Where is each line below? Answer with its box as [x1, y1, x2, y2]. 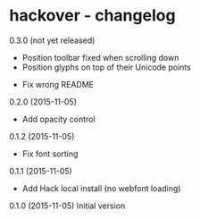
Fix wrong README [21, 79, 94, 89]
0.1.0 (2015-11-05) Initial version [9, 200, 126, 211]
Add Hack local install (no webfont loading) [21, 182, 181, 193]
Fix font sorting [21, 148, 79, 159]
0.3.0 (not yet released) [9, 35, 96, 46]
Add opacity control [21, 114, 96, 124]
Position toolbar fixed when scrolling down [21, 52, 179, 63]
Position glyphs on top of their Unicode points [21, 62, 192, 72]
